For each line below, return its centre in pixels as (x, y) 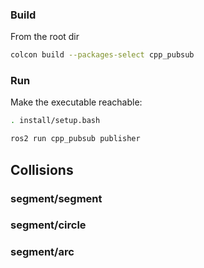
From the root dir (45, 37)
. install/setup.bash (55, 121)
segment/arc (42, 252)
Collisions (42, 169)
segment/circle (48, 225)
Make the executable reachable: (76, 102)
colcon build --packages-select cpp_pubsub (102, 55)
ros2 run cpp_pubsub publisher (75, 139)
